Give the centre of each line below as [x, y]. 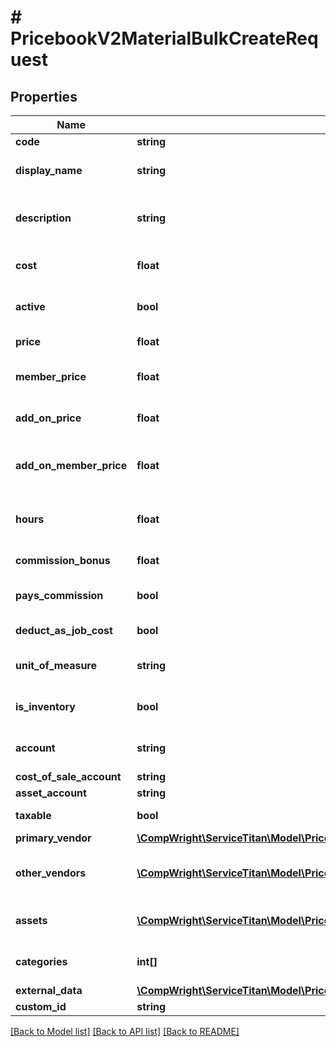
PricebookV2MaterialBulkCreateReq [164, 38]
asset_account [51, 793]
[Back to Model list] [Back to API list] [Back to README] [125, 1031]
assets [31, 920]
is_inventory [45, 706]
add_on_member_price [71, 465]
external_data [49, 990]
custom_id [41, 1006]
